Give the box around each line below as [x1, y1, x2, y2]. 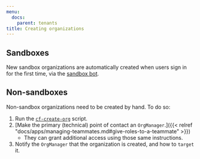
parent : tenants [17, 20, 58, 26]
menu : [6, 8, 20, 15]
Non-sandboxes [6, 88, 68, 98]
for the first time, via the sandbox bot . [6, 70, 99, 77]
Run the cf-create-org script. [14, 115, 88, 122]
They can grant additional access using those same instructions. [23, 134, 183, 141]
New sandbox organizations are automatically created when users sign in [6, 64, 187, 71]
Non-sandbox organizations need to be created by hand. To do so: [6, 103, 171, 110]
